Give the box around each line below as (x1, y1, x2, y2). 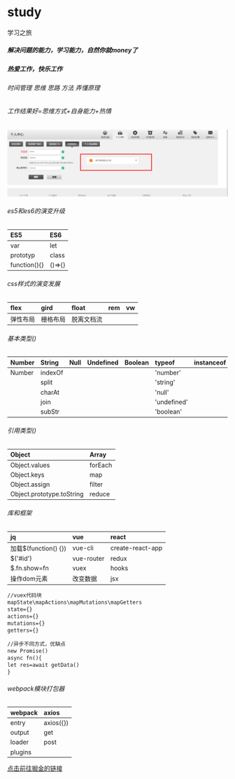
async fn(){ (7, 654, 42, 661)
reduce (90, 490, 111, 499)
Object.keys (10, 470, 45, 479)
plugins (10, 747, 31, 756)
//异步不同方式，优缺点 (7, 640, 66, 647)
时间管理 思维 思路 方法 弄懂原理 (7, 83, 100, 92)
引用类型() (7, 426, 37, 435)
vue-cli (72, 544, 94, 553)
